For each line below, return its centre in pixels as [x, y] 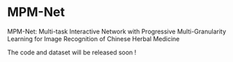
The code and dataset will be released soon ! [72, 52]
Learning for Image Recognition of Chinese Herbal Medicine [93, 38]
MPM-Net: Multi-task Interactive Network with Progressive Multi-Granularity [117, 31]
